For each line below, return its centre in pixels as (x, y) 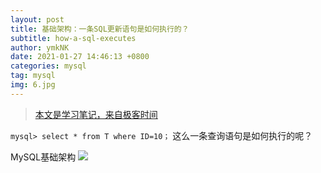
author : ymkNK (40, 47)
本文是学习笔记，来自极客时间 (96, 114)
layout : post (37, 19)
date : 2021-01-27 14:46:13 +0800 (80, 57)
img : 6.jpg (33, 85)
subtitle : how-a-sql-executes (73, 38)
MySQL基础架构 (43, 157)
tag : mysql (33, 76)
